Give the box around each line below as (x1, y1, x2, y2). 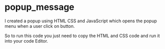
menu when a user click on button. (4, 23, 75, 29)
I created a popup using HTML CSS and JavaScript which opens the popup (4, 18, 157, 24)
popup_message (4, 1, 75, 13)
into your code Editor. (4, 38, 48, 44)
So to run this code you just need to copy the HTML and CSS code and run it (4, 33, 160, 39)
